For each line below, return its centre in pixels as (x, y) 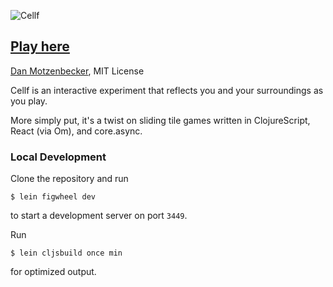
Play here (40, 46)
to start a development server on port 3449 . (99, 216)
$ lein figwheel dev (53, 197)
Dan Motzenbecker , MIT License (77, 71)
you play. (29, 101)
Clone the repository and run (69, 179)
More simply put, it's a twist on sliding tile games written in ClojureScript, (160, 120)
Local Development (58, 157)
